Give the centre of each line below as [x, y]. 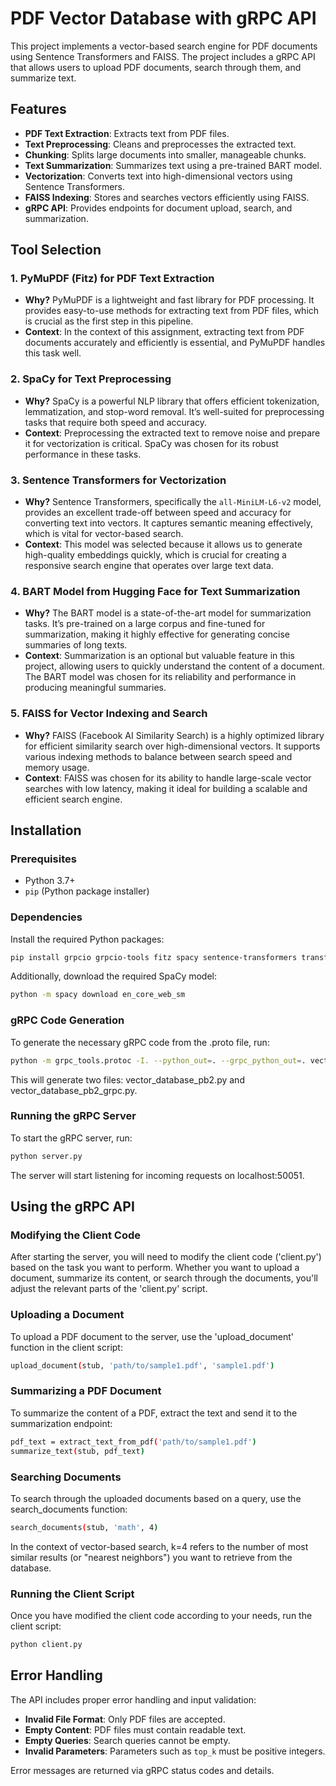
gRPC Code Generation [67, 1020]
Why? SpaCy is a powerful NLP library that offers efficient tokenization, [172, 401]
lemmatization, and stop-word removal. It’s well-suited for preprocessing [174, 411]
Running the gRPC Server [73, 1116]
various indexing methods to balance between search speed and [158, 756]
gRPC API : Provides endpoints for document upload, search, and [158, 208]
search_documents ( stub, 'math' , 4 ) [84, 1527]
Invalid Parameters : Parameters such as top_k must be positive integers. [175, 1751]
